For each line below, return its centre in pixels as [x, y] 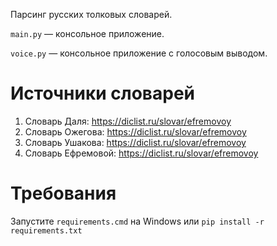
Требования [63, 193]
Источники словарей [103, 93]
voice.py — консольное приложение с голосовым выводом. [139, 53]
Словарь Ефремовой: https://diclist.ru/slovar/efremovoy [141, 153]
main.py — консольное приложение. [87, 33]
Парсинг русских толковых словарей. [91, 14]
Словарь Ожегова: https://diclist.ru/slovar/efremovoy [135, 131]
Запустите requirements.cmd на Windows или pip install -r [137, 221]
